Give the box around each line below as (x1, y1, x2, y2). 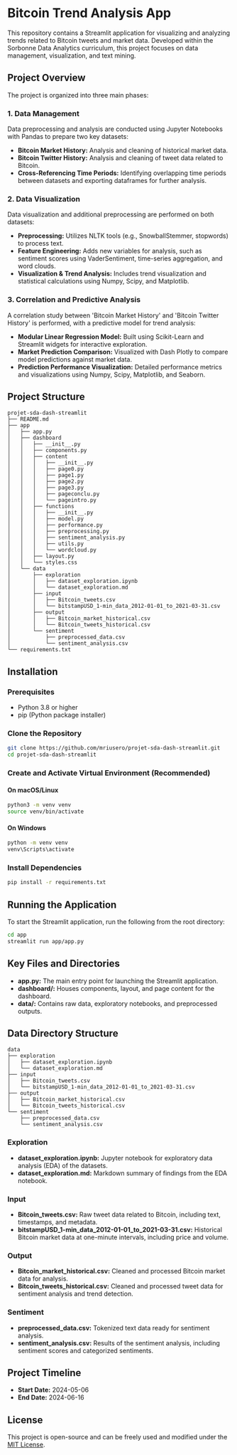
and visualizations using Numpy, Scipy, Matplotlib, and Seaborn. (17, 370, 206, 379)
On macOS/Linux (7, 785, 59, 794)
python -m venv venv (7, 839, 69, 846)
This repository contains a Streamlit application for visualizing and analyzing (7, 28, 231, 37)
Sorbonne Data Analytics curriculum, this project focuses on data (7, 43, 199, 52)
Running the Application (7, 898, 117, 910)
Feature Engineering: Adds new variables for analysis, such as (17, 247, 202, 256)
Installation (7, 666, 58, 678)
